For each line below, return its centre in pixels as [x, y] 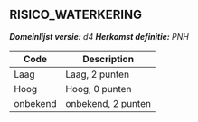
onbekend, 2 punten [108, 103]
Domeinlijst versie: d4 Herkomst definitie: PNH [99, 36]
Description [108, 59]
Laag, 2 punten [97, 74]
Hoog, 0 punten [99, 89]
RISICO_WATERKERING [76, 15]
